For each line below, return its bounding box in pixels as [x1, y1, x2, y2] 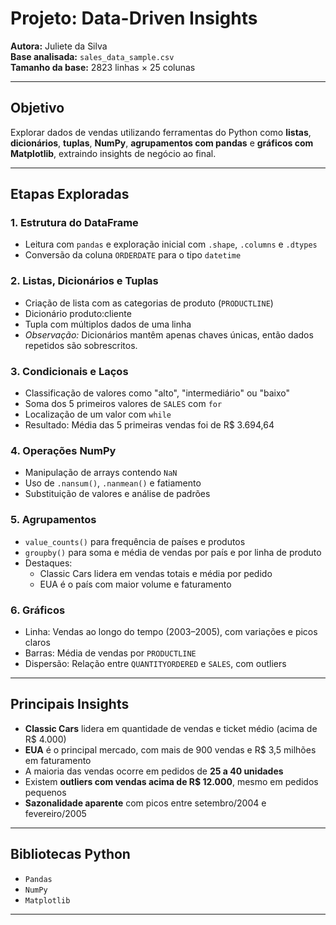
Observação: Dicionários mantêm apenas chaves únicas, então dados [24, 328, 314, 341]
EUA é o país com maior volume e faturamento [39, 578, 232, 590]
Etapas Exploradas [10, 186, 130, 203]
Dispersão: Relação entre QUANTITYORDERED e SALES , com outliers [24, 657, 287, 669]
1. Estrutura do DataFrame [10, 216, 139, 230]
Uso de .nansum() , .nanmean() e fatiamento [24, 477, 202, 489]
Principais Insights [10, 696, 130, 713]
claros [24, 636, 51, 648]
